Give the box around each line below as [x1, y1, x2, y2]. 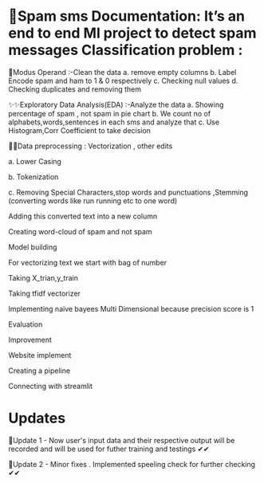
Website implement [8, 350, 72, 359]
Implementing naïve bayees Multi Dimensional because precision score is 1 [8, 304, 254, 313]
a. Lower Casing [8, 156, 62, 166]
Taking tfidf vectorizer [8, 289, 81, 298]
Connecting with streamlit [8, 381, 93, 391]
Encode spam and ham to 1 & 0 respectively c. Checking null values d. [8, 76, 238, 85]
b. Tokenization [8, 171, 59, 182]
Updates [8, 410, 66, 427]
